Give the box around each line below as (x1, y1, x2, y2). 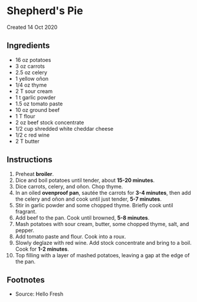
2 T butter (15, 137, 40, 145)
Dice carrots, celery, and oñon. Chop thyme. (15, 182, 123, 190)
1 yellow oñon (15, 75, 49, 82)
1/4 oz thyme (15, 81, 47, 88)
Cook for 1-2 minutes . (15, 245, 70, 253)
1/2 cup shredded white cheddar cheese (15, 125, 114, 132)
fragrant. (15, 208, 37, 215)
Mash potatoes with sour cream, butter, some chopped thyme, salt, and (15, 220, 189, 227)
